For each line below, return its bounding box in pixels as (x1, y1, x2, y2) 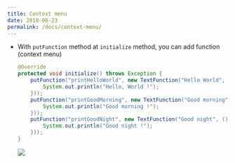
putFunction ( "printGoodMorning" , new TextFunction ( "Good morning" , (30, 96, 231, 103)
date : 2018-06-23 (7, 17, 58, 24)
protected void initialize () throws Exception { (17, 70, 163, 77)
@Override (17, 64, 47, 71)
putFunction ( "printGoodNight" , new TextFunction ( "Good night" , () (30, 116, 229, 123)
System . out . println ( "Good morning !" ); (43, 103, 160, 110)
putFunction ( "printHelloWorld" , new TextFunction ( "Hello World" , (30, 77, 226, 84)
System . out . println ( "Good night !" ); (43, 122, 153, 130)
